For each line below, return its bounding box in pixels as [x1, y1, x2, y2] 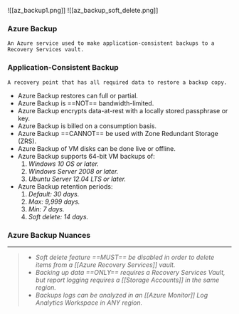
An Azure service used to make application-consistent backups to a [7, 40, 215, 47]
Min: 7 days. [28, 204, 65, 213]
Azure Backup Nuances [7, 230, 91, 240]
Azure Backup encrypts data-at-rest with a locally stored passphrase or [17, 106, 228, 115]
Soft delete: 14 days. [28, 212, 89, 221]
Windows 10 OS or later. [28, 159, 100, 168]
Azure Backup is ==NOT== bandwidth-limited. [17, 99, 154, 108]
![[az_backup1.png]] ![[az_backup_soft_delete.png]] [7, 6, 159, 14]
